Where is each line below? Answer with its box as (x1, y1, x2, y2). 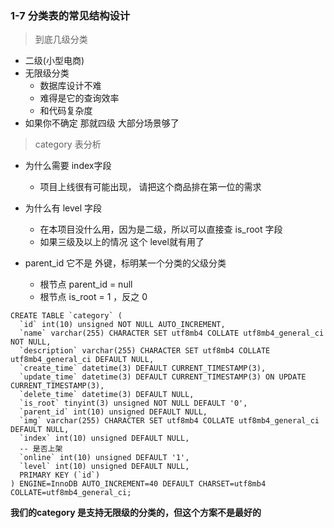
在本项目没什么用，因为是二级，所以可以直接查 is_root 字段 (39, 223, 283, 236)
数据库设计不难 (39, 80, 102, 92)
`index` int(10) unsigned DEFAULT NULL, (19, 433, 190, 444)
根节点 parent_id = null (39, 278, 133, 291)
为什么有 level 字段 (24, 202, 103, 214)
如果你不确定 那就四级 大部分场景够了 (24, 117, 180, 129)
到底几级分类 (34, 33, 88, 46)
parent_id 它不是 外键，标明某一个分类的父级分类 (24, 257, 227, 269)
